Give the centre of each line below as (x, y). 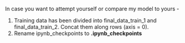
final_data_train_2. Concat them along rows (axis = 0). (81, 27)
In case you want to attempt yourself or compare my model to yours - (92, 9)
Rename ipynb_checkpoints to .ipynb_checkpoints (78, 33)
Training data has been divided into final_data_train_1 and (85, 20)
